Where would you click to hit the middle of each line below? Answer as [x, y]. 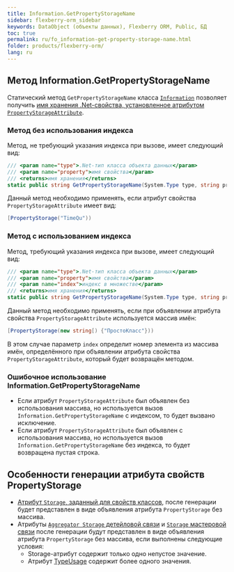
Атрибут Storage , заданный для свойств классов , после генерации [117, 502]
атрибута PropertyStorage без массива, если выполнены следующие [120, 539]
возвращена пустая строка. [58, 452]
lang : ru [20, 53]
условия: [30, 546]
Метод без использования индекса [70, 130]
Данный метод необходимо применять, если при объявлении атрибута [114, 311]
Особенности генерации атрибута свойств [106, 474]
